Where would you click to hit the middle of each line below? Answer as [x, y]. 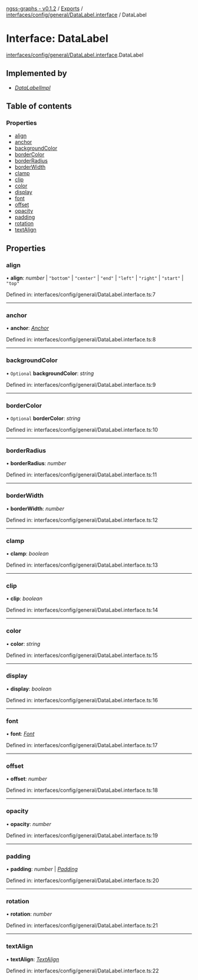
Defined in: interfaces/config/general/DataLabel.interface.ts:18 [82, 790]
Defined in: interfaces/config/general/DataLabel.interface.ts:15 [82, 655]
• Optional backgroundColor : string [50, 373]
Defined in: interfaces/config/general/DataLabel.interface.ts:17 [82, 745]
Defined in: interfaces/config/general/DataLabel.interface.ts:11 [82, 475]
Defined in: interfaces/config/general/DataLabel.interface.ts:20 [82, 880]
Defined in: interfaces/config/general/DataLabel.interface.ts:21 [82, 926]
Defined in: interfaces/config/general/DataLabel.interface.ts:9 [81, 384]
